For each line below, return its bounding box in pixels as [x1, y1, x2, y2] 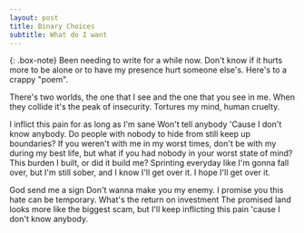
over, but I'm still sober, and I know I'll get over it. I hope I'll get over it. [9, 167, 270, 178]
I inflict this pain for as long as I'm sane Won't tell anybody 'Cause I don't [9, 119, 282, 130]
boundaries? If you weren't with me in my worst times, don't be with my [9, 138, 277, 150]
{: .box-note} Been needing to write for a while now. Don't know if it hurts [9, 55, 283, 66]
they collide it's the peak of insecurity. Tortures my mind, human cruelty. [9, 102, 280, 112]
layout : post [9, 13, 59, 23]
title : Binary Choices [9, 22, 95, 31]
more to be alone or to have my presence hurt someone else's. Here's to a [9, 64, 288, 75]
